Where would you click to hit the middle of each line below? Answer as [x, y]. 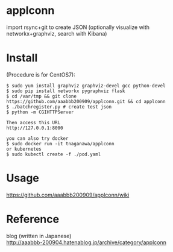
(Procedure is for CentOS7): [41, 74]
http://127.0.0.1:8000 [35, 128]
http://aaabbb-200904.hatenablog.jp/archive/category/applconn [86, 242]
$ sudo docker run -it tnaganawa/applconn [60, 143]
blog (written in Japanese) [39, 236]
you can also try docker [37, 138]
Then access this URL [33, 122]
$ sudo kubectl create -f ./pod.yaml [54, 154]
